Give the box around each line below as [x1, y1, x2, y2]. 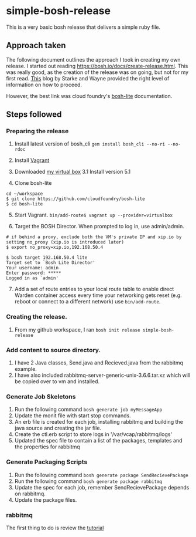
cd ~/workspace [6, 191, 43, 197]
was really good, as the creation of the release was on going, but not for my [6, 69, 189, 76]
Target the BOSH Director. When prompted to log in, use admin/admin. [14, 223, 184, 230]
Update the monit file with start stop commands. [14, 412, 131, 419]
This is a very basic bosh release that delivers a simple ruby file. [6, 23, 161, 31]
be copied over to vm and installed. [14, 378, 100, 385]
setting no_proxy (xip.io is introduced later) [6, 239, 125, 245]
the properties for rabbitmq [14, 443, 80, 450]
